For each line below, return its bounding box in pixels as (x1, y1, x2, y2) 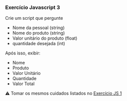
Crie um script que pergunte (5, 15, 63, 21)
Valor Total (12, 81, 35, 87)
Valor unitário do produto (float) (12, 35, 78, 41)
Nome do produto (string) (12, 30, 65, 36)
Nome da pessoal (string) (12, 25, 65, 31)
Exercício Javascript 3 (5, 4, 60, 11)
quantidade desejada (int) (12, 41, 66, 47)
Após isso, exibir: (5, 50, 41, 56)
